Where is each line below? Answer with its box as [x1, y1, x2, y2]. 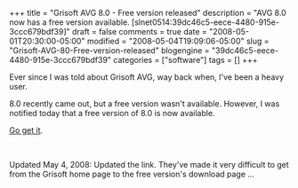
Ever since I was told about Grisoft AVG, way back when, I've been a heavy [9, 72, 285, 82]
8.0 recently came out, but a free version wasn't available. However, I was [9, 98, 280, 109]
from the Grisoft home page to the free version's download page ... [9, 168, 255, 179]
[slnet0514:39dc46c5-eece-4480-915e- [132, 17, 280, 27]
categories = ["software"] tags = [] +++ [113, 55, 258, 65]
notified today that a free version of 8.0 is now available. [9, 108, 215, 118]
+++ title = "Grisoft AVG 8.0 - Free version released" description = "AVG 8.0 [9, 8, 286, 18]
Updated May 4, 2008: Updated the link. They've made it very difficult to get [9, 160, 289, 169]
